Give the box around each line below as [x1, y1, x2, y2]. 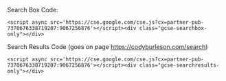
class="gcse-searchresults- [139, 62, 220, 69]
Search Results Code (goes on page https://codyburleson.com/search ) [7, 43, 208, 50]
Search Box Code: [7, 6, 58, 14]
